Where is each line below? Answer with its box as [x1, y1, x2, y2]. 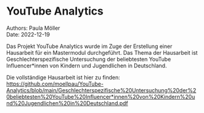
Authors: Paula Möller [6, 24, 61, 32]
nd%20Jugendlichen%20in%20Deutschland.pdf [6, 99, 129, 107]
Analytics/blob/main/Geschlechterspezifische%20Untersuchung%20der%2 [6, 86, 197, 94]
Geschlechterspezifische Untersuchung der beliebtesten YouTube [6, 55, 171, 63]
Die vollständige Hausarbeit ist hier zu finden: [6, 74, 120, 81]
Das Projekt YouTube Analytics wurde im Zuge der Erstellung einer [6, 43, 172, 50]
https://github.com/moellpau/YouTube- [6, 80, 104, 87]
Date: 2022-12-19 [6, 30, 50, 38]
